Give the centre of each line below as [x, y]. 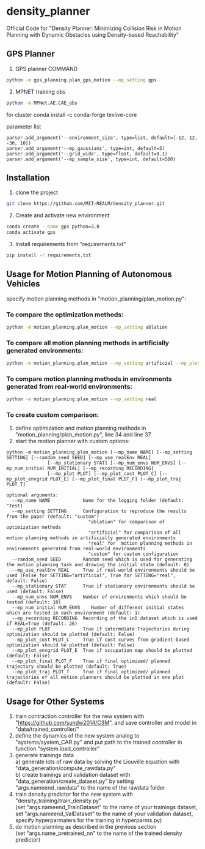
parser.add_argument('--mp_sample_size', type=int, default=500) [91, 159]
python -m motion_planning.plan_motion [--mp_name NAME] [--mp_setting [99, 452]
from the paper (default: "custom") [53, 517]
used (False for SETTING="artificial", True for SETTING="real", [91, 576]
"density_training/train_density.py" [58, 801]
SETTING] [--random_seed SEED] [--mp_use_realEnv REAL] [79, 458]
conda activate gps [31, 233]
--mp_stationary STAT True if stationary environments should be [103, 586]
